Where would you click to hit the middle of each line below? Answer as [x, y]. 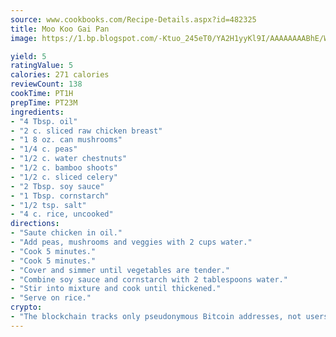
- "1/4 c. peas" [44, 149]
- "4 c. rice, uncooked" [62, 214]
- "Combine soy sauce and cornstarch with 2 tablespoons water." [149, 279]
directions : [35, 224]
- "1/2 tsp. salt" [48, 205]
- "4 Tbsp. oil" [44, 121]
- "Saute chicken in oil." [66, 233]
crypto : [26, 307]
